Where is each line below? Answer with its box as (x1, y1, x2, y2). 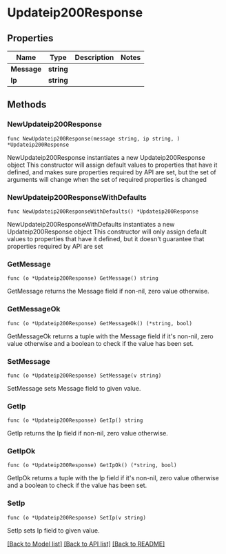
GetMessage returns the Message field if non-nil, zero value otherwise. (7, 287, 209, 296)
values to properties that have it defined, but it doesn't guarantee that (7, 234, 205, 243)
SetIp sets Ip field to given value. (7, 526, 100, 535)
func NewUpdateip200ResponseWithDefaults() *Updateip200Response (7, 208, 198, 215)
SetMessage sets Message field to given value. (7, 384, 141, 392)
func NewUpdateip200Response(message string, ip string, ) (7, 135, 181, 142)
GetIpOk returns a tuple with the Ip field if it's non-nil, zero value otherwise (7, 474, 219, 482)
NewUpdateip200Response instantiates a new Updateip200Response (7, 153, 205, 161)
